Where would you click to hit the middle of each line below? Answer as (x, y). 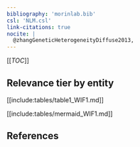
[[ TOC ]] (18, 60)
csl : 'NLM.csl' (29, 21)
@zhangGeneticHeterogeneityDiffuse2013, (74, 40)
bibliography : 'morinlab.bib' (52, 14)
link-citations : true (39, 27)
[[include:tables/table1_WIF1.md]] (55, 99)
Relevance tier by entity (60, 83)
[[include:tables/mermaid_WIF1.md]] (60, 114)
